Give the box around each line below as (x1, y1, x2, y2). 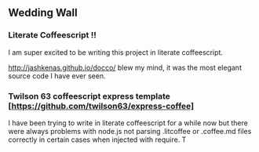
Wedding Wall (8, 6, 78, 20)
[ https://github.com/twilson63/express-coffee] (8, 100, 195, 111)
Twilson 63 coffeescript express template (8, 90, 171, 101)
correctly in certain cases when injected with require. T (8, 135, 187, 144)
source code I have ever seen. (8, 71, 106, 81)
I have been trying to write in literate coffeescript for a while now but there (8, 118, 249, 128)
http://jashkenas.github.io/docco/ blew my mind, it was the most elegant (8, 63, 242, 72)
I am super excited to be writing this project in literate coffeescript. (8, 47, 224, 57)
